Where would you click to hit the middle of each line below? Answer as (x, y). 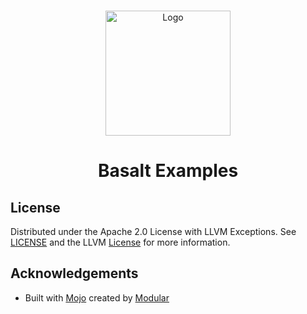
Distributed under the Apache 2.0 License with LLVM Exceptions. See (153, 231)
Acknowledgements (74, 273)
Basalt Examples (168, 171)
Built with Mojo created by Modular (97, 297)
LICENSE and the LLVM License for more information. (120, 242)
